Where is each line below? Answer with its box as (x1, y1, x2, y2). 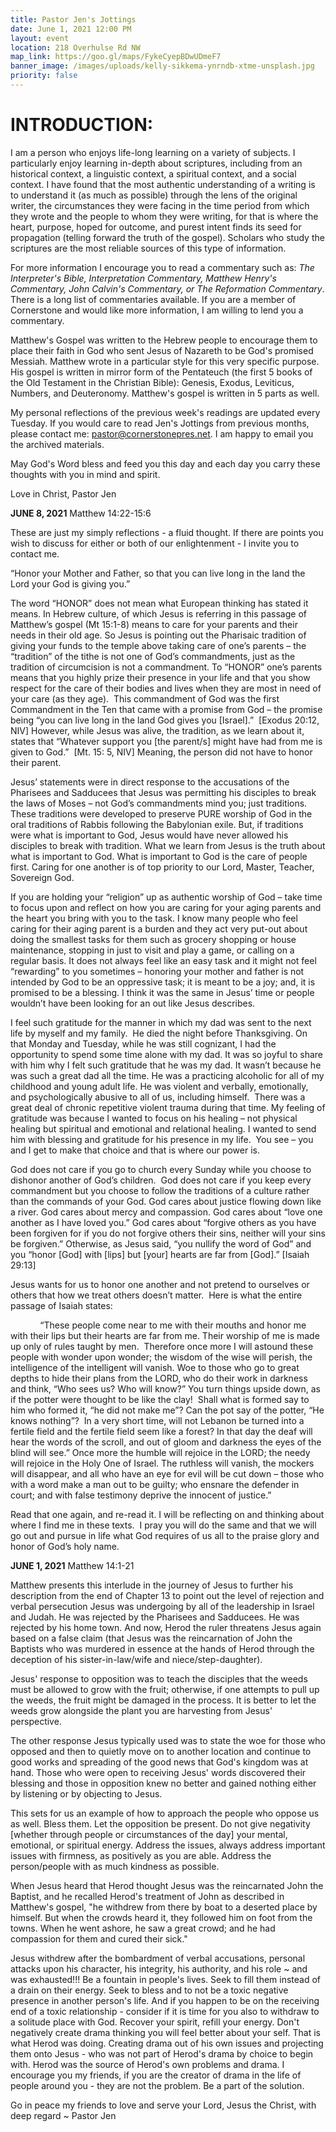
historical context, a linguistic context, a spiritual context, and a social (10, 167, 297, 180)
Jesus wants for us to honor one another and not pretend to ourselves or (10, 1278, 310, 1290)
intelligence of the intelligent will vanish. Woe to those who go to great (10, 1361, 300, 1373)
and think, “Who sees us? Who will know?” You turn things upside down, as (10, 1382, 321, 1395)
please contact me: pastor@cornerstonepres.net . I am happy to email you (10, 427, 314, 440)
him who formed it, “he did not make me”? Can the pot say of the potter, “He (10, 1404, 325, 1416)
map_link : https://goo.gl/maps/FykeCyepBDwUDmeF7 (10, 52, 222, 62)
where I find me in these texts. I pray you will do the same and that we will (10, 1519, 317, 1531)
